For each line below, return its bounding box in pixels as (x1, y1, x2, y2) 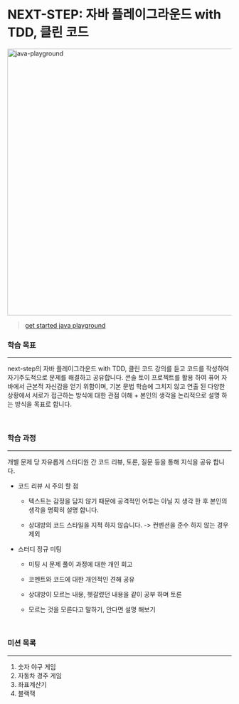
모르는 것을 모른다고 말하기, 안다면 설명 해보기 (28, 605, 156, 614)
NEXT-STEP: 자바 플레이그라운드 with (7, 6, 222, 23)
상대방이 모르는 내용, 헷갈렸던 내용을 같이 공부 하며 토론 (28, 590, 183, 598)
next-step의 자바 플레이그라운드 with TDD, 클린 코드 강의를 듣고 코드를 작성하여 (7, 364, 229, 373)
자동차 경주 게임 (17, 671, 62, 680)
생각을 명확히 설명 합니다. (28, 506, 100, 514)
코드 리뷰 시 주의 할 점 (17, 481, 79, 490)
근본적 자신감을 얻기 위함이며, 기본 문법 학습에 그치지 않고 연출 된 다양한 (26, 382, 225, 391)
